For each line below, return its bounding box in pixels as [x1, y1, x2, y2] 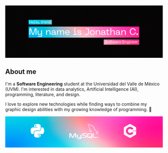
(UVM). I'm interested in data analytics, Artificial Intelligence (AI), [5, 86, 139, 92]
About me [5, 68, 36, 76]
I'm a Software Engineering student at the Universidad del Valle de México [5, 81, 160, 87]
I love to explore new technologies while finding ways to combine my [5, 101, 147, 107]
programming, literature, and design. [5, 91, 81, 97]
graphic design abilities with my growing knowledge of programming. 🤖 [5, 106, 152, 112]
